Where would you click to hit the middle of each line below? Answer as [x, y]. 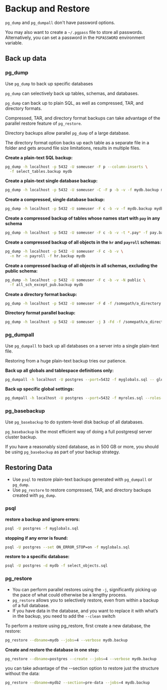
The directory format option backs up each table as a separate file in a [77, 142]
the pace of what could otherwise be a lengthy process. [70, 595]
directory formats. [24, 108]
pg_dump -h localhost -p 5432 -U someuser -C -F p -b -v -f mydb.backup [82, 190]
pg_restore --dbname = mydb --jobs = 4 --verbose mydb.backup [66, 640]
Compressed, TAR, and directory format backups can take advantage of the [83, 118]
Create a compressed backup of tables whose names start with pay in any [83, 218]
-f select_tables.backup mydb [41, 171]
